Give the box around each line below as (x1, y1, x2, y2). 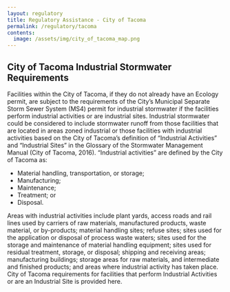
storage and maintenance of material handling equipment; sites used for (7, 240, 212, 249)
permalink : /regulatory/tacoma (7, 23, 97, 30)
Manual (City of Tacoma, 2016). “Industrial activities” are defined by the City (7, 148, 223, 157)
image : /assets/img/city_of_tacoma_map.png (13, 36, 140, 43)
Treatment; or (17, 190, 56, 199)
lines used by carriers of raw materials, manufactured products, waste (7, 218, 207, 227)
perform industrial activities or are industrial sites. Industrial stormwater (7, 111, 210, 120)
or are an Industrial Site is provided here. (7, 277, 123, 285)
